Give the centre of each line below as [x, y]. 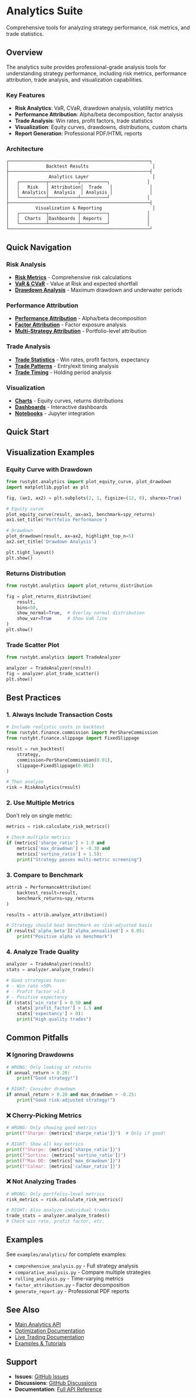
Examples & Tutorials [40, 1343]
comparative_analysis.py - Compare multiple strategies [83, 1272]
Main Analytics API [38, 1324]
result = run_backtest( [36, 749]
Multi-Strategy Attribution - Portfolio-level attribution [81, 331]
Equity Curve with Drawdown [49, 469]
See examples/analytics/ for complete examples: [67, 1254]
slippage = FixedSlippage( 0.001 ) [56, 766]
